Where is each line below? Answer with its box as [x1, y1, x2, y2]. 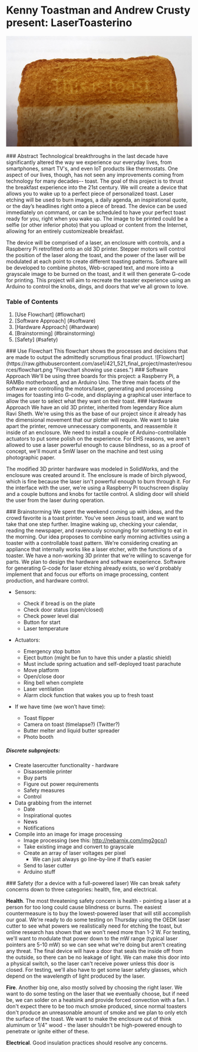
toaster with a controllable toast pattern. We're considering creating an [6, 540, 178, 547]
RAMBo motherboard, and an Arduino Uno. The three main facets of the [6, 379, 181, 386]
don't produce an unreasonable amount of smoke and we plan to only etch [6, 1009, 187, 1016]
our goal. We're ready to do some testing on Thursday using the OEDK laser [6, 916, 190, 923]
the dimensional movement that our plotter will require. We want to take [6, 416, 180, 423]
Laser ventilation [23, 685, 64, 693]
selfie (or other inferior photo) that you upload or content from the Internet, [6, 222, 187, 229]
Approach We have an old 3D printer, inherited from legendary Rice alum [6, 404, 183, 411]
